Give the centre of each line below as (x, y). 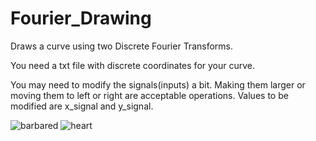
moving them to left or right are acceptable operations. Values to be (149, 95)
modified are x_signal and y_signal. (82, 106)
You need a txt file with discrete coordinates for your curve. (133, 65)
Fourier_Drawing (81, 18)
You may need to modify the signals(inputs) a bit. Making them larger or (158, 84)
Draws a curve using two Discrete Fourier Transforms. (122, 46)
